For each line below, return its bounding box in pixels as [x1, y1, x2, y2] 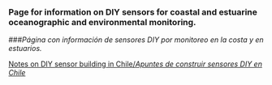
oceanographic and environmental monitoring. [8, 16, 196, 28]
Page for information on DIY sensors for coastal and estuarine [8, 6, 258, 18]
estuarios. [8, 44, 42, 53]
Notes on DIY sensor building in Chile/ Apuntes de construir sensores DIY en [8, 59, 262, 69]
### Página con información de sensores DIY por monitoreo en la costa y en [8, 35, 264, 45]
